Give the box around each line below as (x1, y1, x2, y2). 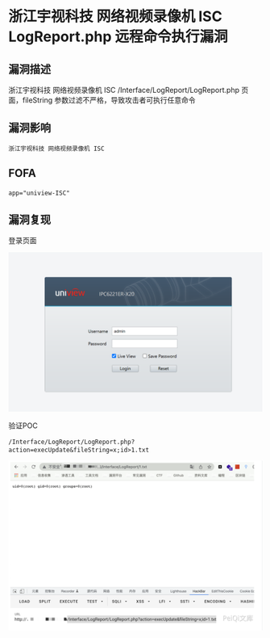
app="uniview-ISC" (8, 189, 70, 197)
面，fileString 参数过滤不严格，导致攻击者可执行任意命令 (8, 95, 196, 105)
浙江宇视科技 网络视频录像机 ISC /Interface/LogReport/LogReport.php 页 (8, 86, 249, 94)
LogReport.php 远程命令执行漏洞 (8, 27, 228, 46)
